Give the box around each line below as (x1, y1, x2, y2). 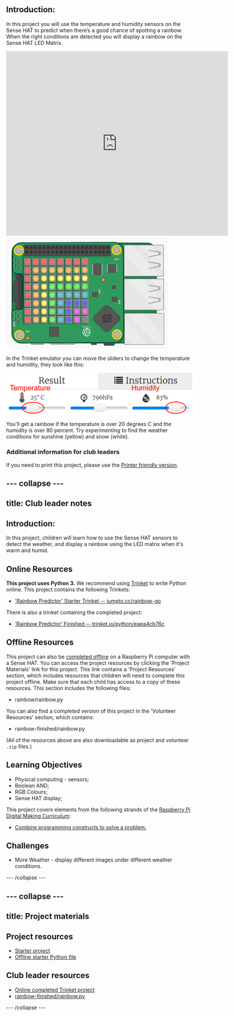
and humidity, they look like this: (6, 360, 84, 368)
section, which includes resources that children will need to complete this (6, 672, 185, 679)
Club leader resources (6, 970, 90, 980)
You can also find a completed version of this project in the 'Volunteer (6, 707, 176, 714)
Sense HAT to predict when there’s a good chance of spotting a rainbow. (6, 27, 183, 34)
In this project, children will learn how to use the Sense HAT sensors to (6, 534, 178, 541)
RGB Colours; (14, 788, 48, 795)
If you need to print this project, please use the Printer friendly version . (6, 461, 178, 469)
